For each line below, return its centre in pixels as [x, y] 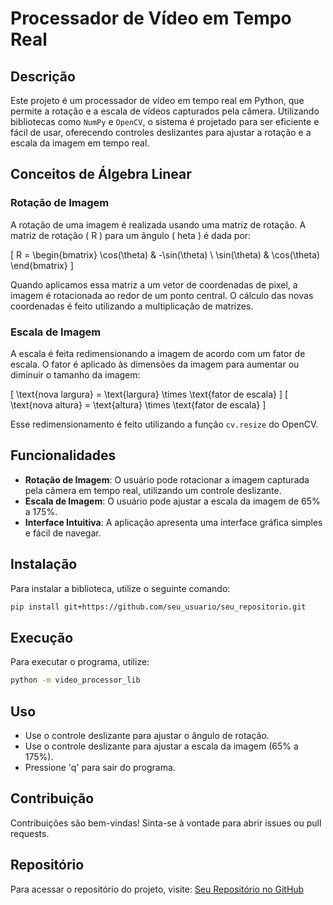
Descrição [43, 76]
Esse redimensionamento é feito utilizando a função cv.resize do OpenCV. [164, 424]
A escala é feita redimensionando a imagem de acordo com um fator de [158, 353]
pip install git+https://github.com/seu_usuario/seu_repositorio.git [158, 607]
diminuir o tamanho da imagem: [75, 374]
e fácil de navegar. [63, 533]
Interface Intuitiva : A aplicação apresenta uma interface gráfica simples [173, 522]
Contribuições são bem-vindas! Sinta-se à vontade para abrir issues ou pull [166, 823]
